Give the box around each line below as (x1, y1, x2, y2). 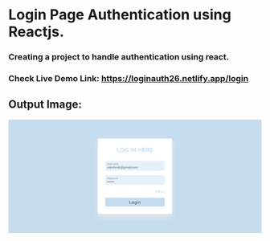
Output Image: (8, 98, 82, 112)
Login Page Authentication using (8, 6, 231, 24)
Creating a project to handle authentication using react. (8, 51, 230, 63)
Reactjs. (8, 22, 64, 41)
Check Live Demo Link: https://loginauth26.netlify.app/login (8, 73, 249, 84)
